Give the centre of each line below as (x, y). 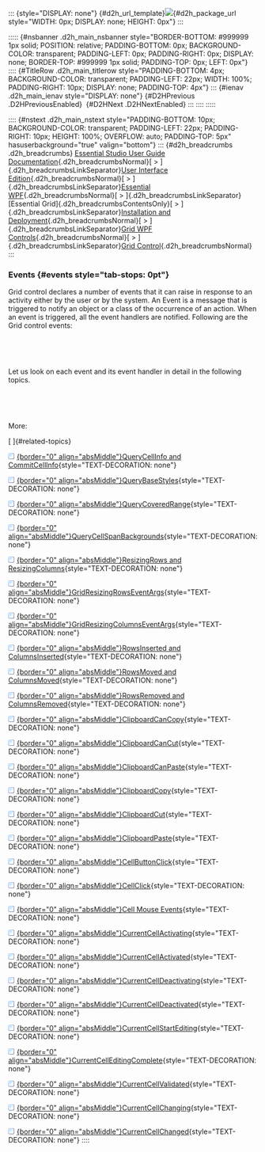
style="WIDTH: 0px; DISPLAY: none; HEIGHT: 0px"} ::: (96, 21)
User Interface (145, 170)
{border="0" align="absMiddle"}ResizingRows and (99, 560)
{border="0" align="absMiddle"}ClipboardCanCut (98, 743)
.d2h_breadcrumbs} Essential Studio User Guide (87, 153)
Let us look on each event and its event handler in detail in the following (125, 371)
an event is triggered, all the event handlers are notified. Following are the (128, 317)
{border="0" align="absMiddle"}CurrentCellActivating (104, 933)
